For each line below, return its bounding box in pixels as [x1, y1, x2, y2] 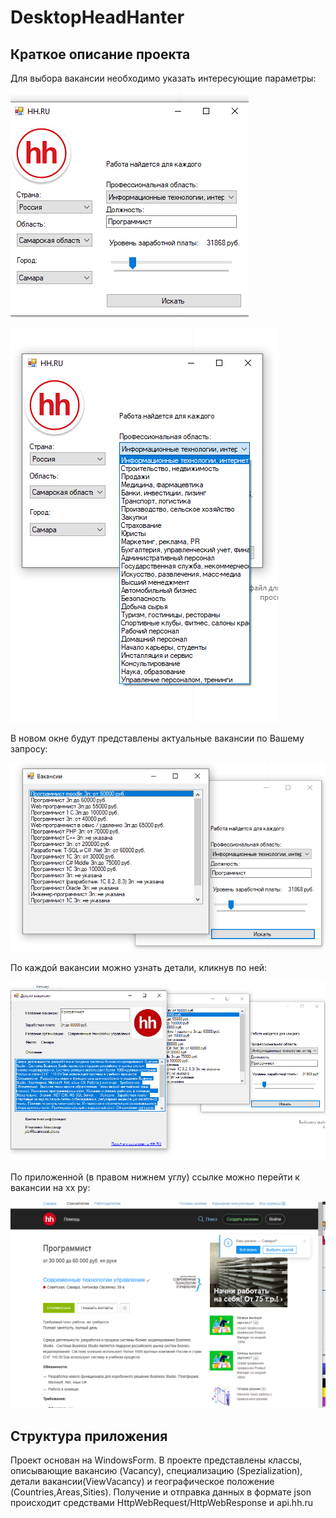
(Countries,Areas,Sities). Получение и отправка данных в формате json [10, 1486, 312, 1498]
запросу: [10, 743, 48, 755]
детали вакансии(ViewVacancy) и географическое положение [10, 1475, 275, 1487]
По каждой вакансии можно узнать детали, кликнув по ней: [10, 962, 268, 974]
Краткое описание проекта [10, 46, 191, 63]
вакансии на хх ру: [10, 1181, 91, 1193]
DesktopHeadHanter [10, 6, 185, 29]
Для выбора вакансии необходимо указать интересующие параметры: [10, 72, 317, 84]
